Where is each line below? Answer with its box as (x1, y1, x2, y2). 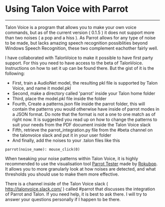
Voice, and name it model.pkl (12, 85, 71, 91)
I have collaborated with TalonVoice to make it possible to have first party (5, 55, 153, 60)
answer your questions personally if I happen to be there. (5, 196, 121, 202)
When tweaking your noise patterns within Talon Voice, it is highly (5, 155, 138, 161)
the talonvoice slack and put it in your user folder (12, 132, 111, 138)
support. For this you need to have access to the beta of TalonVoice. (5, 60, 143, 66)
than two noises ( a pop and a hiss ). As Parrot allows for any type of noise (5, 34, 156, 40)
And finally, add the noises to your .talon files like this (12, 137, 120, 143)
